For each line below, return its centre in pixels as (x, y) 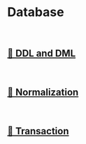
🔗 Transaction (38, 131)
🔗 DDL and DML (42, 53)
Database (36, 12)
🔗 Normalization (43, 93)
